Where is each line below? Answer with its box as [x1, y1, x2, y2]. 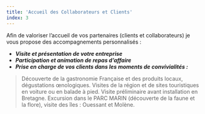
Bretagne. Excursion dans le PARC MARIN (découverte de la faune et [21, 94, 195, 102]
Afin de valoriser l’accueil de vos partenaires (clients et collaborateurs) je [6, 31, 190, 39]
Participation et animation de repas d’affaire [15, 56, 132, 64]
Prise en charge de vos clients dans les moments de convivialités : [15, 63, 188, 70]
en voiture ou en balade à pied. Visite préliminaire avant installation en [21, 88, 198, 95]
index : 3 [6, 15, 29, 21]
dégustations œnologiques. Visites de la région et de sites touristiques [21, 81, 199, 89]
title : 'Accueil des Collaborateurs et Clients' [6, 9, 133, 15]
